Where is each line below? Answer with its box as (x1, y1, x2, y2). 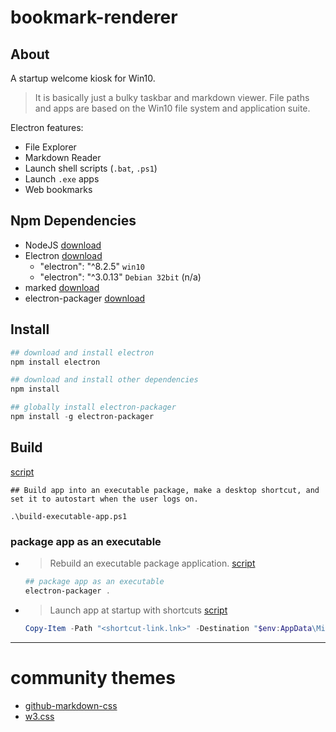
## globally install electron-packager (10, 402, 177, 413)
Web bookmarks (24, 184, 93, 195)
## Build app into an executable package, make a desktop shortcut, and (10, 485, 320, 495)
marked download (24, 281, 100, 293)
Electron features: (10, 122, 84, 133)
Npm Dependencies (10, 212, 137, 230)
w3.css (24, 710, 55, 722)
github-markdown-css (24, 699, 118, 711)
